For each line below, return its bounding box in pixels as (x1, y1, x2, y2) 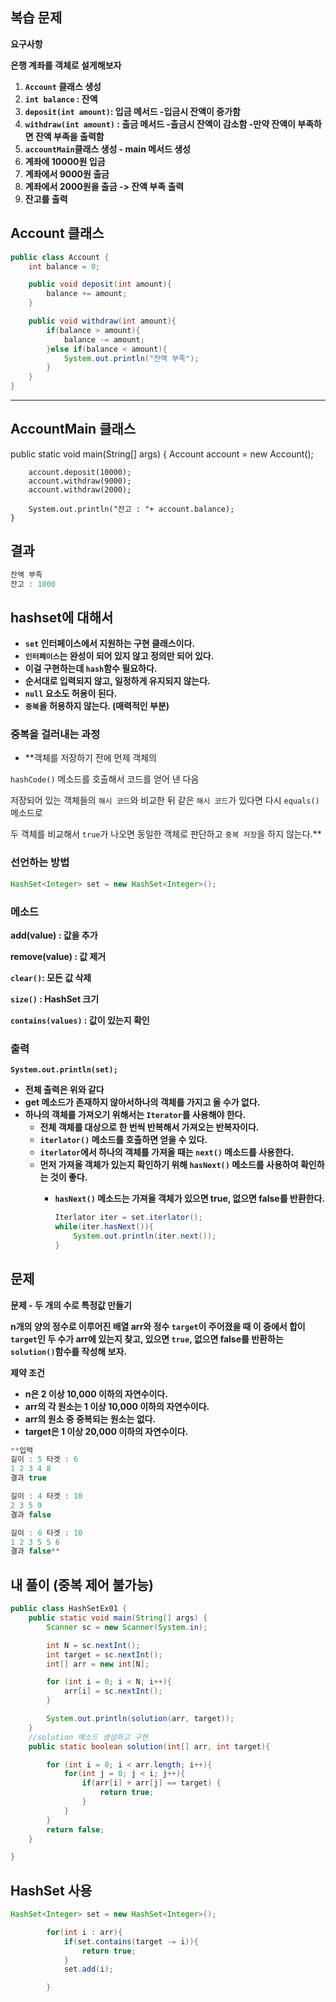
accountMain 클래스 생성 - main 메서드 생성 (24, 143, 191, 155)
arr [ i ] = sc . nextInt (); (63, 1686, 163, 1697)
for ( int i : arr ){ (46, 1927, 123, 1937)
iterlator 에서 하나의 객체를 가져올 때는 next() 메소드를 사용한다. (39, 1146, 295, 1158)
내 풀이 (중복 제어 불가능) (10, 1576, 154, 1593)
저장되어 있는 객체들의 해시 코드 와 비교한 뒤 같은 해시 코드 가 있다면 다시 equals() (10, 794, 320, 807)
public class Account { (10, 252, 110, 262)
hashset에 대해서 (10, 609, 114, 626)
